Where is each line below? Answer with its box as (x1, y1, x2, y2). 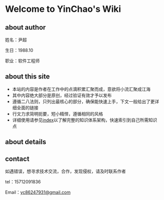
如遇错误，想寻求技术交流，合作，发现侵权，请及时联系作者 (5, 168, 126, 174)
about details (5, 138, 46, 146)
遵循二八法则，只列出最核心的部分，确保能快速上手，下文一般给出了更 (12, 98, 155, 104)
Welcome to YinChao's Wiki (5, 3, 122, 15)
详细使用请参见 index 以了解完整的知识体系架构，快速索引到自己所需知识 (12, 117, 158, 123)
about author (5, 23, 46, 32)
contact (5, 155, 30, 163)
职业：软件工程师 (5, 58, 40, 64)
